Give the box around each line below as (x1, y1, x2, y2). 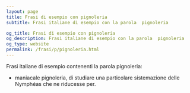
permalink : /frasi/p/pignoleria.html (6, 46, 100, 53)
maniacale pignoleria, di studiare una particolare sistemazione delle (14, 74, 180, 81)
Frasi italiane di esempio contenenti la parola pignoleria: (6, 62, 142, 69)
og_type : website (6, 41, 49, 47)
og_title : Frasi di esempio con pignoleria (6, 30, 116, 36)
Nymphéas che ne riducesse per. (14, 80, 96, 87)
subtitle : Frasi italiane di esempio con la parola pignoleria (6, 19, 169, 25)
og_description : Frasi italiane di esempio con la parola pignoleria (6, 36, 185, 42)
